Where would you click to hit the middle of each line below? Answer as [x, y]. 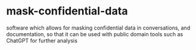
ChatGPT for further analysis [42, 40]
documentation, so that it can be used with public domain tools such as [95, 34]
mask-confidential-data [67, 11]
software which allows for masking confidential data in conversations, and [98, 28]
